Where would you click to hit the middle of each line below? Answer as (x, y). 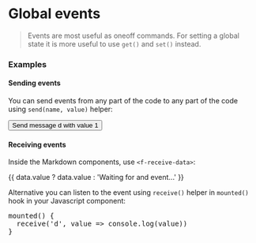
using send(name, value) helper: (60, 109)
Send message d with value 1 (55, 126)
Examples (28, 64)
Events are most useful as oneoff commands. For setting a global (133, 36)
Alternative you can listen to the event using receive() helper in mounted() (128, 193)
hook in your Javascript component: (67, 201)
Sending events (34, 83)
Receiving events (37, 144)
